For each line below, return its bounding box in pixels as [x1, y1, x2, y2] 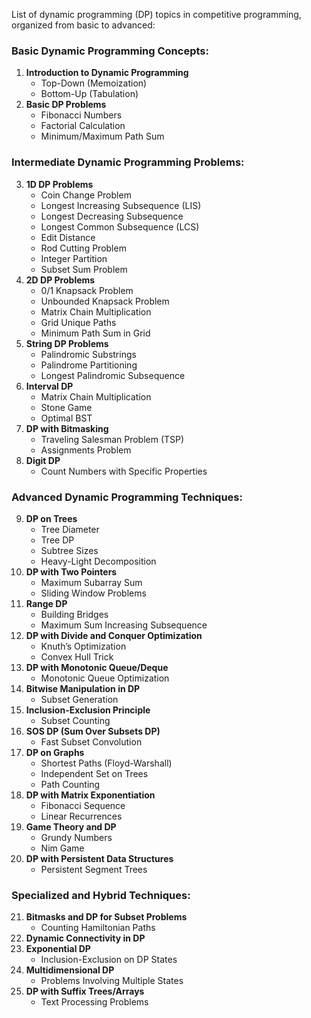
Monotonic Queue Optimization [40, 672, 170, 684]
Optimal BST [40, 412, 93, 424]
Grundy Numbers [40, 831, 113, 843]
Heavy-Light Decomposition [40, 555, 157, 567]
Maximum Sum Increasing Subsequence [40, 619, 208, 631]
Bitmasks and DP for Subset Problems [25, 911, 188, 923]
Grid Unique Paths [40, 316, 117, 328]
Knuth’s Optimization [40, 640, 127, 652]
